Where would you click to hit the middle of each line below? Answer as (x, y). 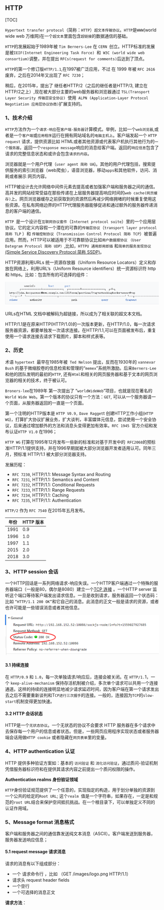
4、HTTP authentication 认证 (40, 751)
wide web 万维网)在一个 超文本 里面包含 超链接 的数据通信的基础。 (68, 36)
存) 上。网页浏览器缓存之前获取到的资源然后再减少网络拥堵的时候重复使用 (79, 199)
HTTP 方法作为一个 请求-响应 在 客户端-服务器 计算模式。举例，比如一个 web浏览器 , (80, 130)
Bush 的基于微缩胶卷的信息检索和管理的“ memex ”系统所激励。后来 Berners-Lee (81, 368)
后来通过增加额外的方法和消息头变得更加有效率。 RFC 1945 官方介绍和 (83, 425)
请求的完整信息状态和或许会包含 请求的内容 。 (48, 154)
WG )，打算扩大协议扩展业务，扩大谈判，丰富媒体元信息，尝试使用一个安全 (79, 419)
